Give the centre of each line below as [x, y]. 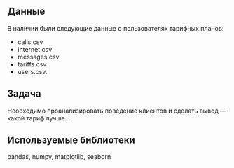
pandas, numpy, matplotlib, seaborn [59, 157]
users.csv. [32, 71]
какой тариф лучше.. [38, 118]
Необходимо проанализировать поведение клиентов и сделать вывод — [117, 111]
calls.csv [30, 42]
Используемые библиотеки [71, 140]
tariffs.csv [32, 64]
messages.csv [38, 57]
